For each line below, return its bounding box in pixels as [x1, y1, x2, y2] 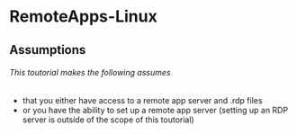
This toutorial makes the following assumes [9, 67, 171, 78]
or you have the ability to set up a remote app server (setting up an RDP [22, 104, 289, 115]
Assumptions [9, 42, 86, 58]
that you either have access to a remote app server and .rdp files [22, 94, 263, 105]
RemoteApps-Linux [9, 6, 157, 27]
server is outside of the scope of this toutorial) [22, 114, 195, 125]
